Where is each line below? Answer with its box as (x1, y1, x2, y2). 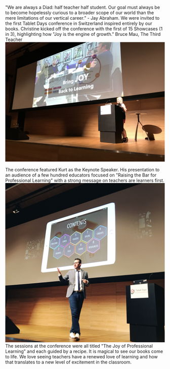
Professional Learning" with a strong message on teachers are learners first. (5, 177, 164, 183)
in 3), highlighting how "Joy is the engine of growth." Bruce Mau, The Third (5, 31, 161, 37)
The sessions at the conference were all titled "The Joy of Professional (5, 343, 153, 349)
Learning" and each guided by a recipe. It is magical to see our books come (5, 348, 163, 354)
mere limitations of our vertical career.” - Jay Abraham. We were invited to (5, 15, 160, 21)
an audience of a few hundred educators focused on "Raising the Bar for (5, 172, 157, 178)
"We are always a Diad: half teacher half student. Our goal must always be (5, 5, 160, 10)
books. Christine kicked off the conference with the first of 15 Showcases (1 (5, 26, 163, 32)
